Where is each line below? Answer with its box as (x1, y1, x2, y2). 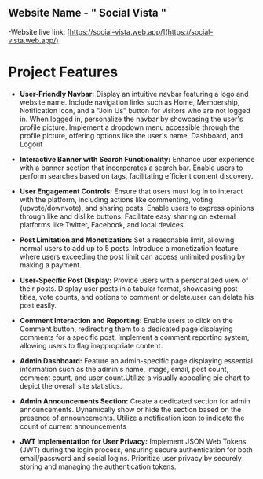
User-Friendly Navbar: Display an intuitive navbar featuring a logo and (19, 89, 249, 98)
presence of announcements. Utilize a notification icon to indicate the (19, 413, 245, 422)
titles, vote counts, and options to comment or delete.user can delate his (19, 292, 254, 301)
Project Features (8, 63, 119, 81)
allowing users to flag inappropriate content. (19, 341, 163, 350)
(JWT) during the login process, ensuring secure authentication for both (19, 444, 253, 455)
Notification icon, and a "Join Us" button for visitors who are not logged (19, 105, 251, 115)
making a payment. (19, 260, 82, 270)
